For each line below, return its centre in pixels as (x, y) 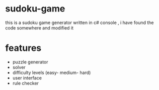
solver (19, 67)
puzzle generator (30, 62)
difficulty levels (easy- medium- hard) (52, 72)
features (23, 48)
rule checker (26, 83)
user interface (27, 77)
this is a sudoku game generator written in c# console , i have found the (79, 22)
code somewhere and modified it (39, 27)
